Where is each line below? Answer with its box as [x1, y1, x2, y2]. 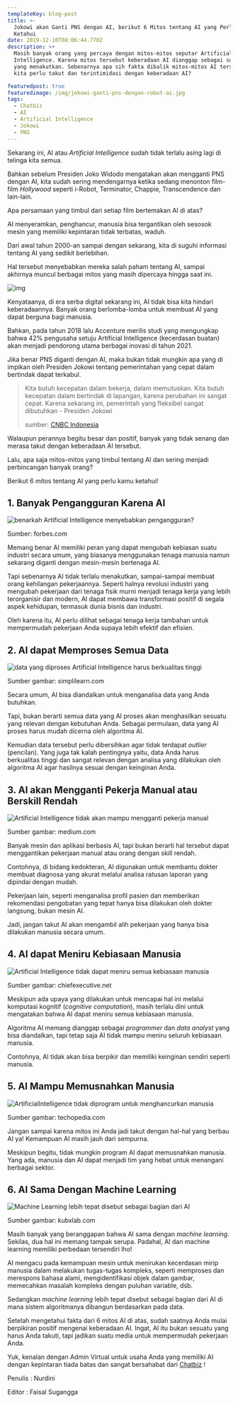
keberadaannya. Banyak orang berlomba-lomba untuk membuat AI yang [7, 304, 218, 313]
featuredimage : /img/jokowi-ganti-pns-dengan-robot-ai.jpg [7, 89, 186, 97]
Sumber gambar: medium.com [7, 827, 96, 836]
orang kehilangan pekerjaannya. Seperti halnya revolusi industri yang [7, 580, 209, 588]
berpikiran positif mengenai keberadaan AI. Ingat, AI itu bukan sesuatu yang [7, 1324, 229, 1333]
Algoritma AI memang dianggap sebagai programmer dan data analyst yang [7, 1023, 230, 1032]
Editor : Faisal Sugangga [7, 1388, 79, 1397]
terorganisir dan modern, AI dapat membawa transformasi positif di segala [7, 595, 225, 603]
